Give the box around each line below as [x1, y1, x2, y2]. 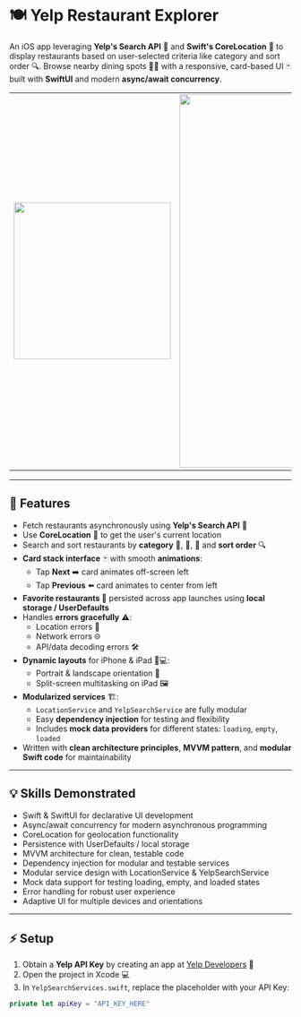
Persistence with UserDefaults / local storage [21, 838, 190, 849]
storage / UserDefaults [21, 602, 109, 613]
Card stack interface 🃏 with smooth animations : [21, 553, 203, 564]
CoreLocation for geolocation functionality [21, 829, 179, 840]
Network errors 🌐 [35, 631, 101, 642]
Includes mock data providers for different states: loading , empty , [35, 723, 279, 734]
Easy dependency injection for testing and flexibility [35, 713, 230, 724]
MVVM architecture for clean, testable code [21, 848, 185, 858]
